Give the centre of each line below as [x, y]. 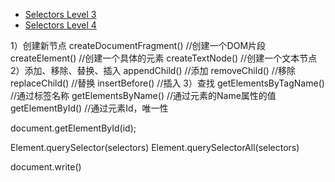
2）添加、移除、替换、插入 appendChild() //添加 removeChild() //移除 [153, 70]
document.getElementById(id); [73, 128]
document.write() [46, 167]
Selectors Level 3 [60, 14]
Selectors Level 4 [60, 25]
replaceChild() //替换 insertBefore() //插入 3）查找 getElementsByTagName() [167, 83]
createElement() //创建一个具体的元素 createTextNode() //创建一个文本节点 [164, 58]
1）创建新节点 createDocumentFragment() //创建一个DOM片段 [138, 45]
